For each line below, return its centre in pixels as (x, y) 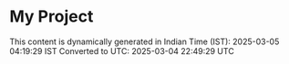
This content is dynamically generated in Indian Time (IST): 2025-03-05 (144, 41)
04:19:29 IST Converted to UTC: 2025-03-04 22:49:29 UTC (122, 50)
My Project (52, 17)
